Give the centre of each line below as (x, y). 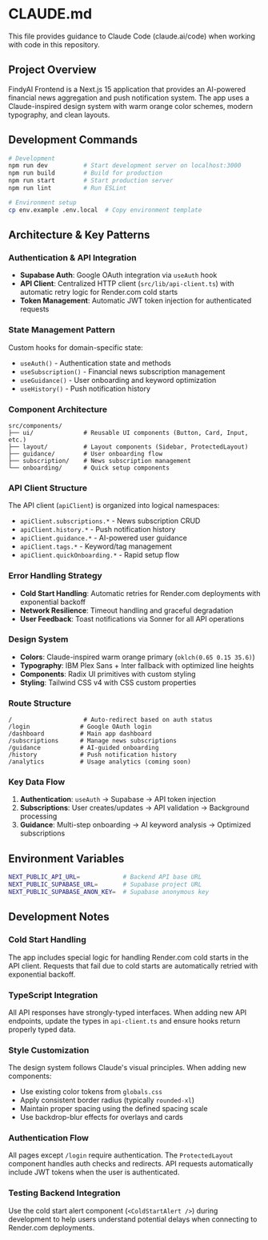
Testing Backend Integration (64, 1193)
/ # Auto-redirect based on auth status (111, 720)
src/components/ (35, 425)
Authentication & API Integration (73, 258)
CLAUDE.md (50, 14)
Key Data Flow (37, 782)
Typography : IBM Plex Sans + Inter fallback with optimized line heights (137, 665)
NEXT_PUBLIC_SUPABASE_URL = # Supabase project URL (105, 885)
